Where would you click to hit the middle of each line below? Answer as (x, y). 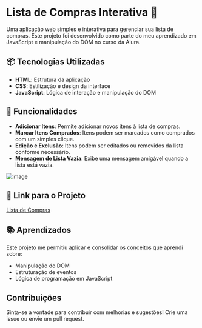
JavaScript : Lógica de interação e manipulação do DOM (86, 92)
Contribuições (34, 297)
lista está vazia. (35, 165)
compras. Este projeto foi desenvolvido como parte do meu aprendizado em (101, 35)
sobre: (14, 254)
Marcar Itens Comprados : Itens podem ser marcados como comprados (105, 132)
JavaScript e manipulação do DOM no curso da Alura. (73, 42)
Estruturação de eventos (46, 272)
